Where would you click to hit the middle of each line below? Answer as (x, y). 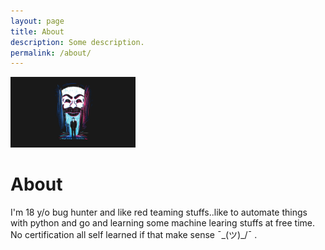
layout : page (37, 21)
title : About (37, 31)
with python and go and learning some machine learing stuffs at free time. (162, 222)
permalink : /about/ (51, 53)
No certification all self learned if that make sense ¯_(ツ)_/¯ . (134, 234)
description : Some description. (77, 42)
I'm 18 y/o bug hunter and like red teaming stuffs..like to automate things (159, 212)
